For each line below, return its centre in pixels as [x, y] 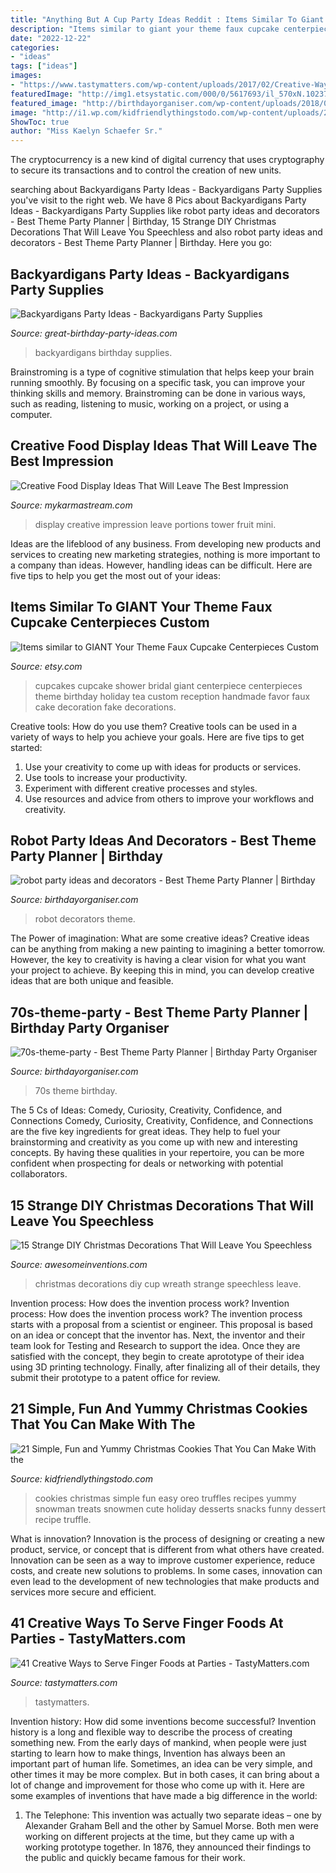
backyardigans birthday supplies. [103, 352]
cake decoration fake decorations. [105, 707]
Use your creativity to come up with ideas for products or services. [163, 767]
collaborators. [39, 1174]
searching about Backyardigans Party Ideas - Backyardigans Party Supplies [166, 190]
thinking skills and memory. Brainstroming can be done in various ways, [158, 393]
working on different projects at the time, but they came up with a [159, 1836]
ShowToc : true [40, 122]
